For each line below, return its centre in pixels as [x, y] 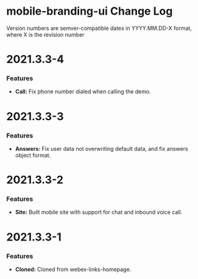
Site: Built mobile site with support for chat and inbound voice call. [99, 212]
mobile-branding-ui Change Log [90, 11]
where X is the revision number [45, 34]
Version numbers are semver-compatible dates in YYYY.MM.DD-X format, [99, 28]
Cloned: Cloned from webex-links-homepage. [73, 269]
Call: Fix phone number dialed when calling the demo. [83, 92]
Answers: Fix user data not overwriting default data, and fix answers [101, 148]
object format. [33, 155]
